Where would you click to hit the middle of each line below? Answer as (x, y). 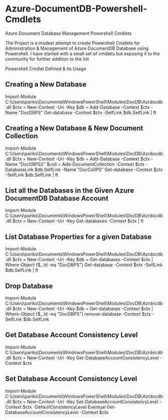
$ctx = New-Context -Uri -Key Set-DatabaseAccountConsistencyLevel (85, 401)
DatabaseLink (19, 169)
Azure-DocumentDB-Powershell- (76, 9)
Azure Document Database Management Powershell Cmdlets (68, 33)
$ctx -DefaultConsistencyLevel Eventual (64, 407)
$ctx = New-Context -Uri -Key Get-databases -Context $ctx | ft (78, 221)
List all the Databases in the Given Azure (70, 190)
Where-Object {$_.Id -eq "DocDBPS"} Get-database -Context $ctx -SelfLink (84, 265)
